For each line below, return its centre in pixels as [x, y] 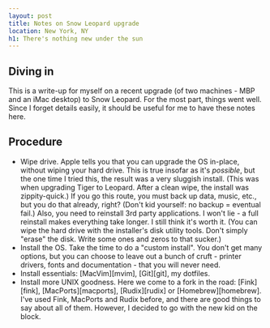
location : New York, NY [49, 31]
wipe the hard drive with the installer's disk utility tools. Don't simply [134, 230]
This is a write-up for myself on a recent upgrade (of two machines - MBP [132, 91]
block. [30, 316]
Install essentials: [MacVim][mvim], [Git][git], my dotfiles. [115, 273]
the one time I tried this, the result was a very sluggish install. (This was [139, 178]
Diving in [31, 71]
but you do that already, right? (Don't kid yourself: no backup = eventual [140, 204]
